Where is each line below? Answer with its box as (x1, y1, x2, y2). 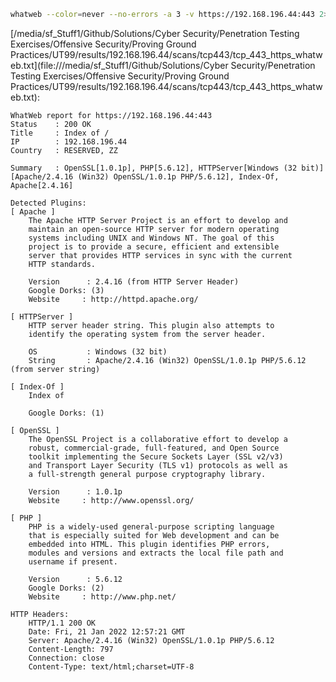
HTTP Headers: (10, 609, 70, 619)
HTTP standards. (28, 259, 97, 269)
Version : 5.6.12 (28, 574, 123, 584)
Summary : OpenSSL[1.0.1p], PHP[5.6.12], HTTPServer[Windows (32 (10, 163, 298, 173)
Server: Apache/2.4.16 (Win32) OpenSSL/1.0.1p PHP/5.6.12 (28, 635, 275, 645)
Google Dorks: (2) (28, 583, 105, 593)
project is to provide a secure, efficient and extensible (28, 241, 280, 252)
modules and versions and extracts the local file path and (28, 548, 284, 558)
